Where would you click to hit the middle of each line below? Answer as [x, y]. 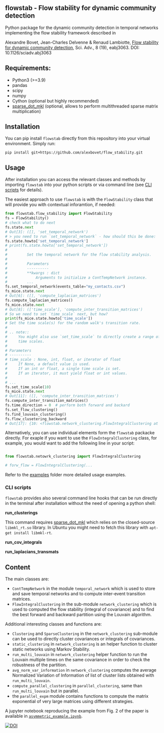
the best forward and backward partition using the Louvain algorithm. [82, 615]
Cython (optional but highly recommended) [55, 101]
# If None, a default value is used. [48, 364]
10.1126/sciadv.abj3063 [28, 52]
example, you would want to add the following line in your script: [70, 443]
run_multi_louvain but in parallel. [46, 691]
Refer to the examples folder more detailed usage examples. [66, 475]
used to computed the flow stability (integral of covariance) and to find [83, 609]
